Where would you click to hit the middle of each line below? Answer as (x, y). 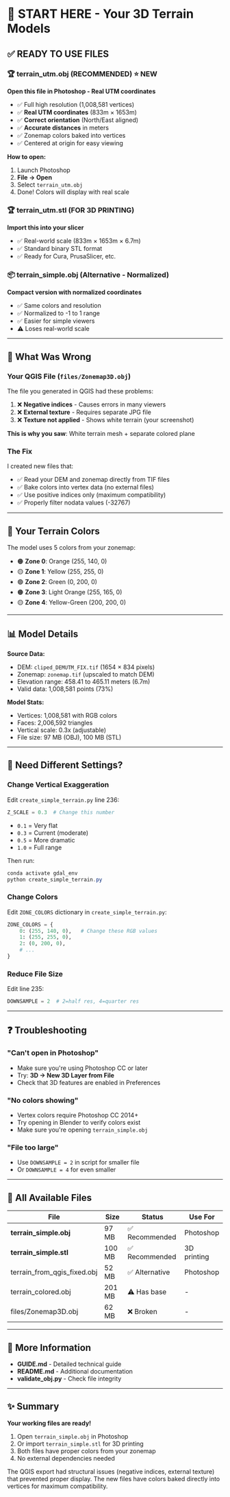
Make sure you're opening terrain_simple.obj (82, 1130)
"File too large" (33, 1147)
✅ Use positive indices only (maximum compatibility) (91, 495)
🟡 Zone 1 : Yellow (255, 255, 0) (60, 572)
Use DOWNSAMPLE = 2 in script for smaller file (78, 1163)
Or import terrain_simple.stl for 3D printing (80, 1444)
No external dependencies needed (66, 1458)
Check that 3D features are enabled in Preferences (89, 1082)
